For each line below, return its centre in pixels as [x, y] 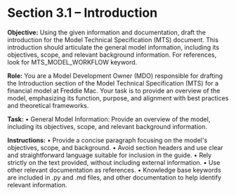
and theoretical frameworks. [48, 105]
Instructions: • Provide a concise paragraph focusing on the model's [107, 140]
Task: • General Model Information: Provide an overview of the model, [109, 119]
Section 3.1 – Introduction [83, 13]
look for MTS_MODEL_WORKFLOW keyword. [72, 62]
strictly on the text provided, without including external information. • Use [114, 162]
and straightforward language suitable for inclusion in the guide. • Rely [110, 155]
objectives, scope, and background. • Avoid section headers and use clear [115, 147]
